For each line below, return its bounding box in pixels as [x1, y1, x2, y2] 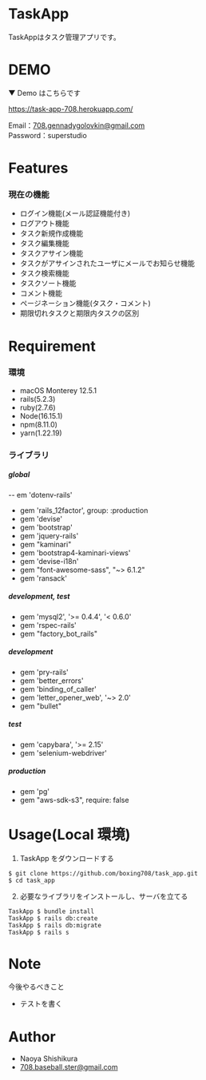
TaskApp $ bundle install [8, 907, 94, 915]
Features [8, 159, 69, 177]
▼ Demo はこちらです [8, 88, 81, 97]
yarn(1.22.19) [19, 428, 62, 438]
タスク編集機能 [19, 239, 69, 248]
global [8, 470, 30, 479]
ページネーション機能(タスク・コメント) [19, 299, 152, 308]
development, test [8, 592, 70, 602]
